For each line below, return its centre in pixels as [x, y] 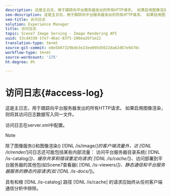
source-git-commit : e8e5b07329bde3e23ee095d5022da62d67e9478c [73, 48]
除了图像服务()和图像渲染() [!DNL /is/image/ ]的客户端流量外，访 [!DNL [78, 146]
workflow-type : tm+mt [28, 52]
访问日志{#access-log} [55, 93]
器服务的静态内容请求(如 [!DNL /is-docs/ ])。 [51, 171]
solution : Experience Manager [37, 24]
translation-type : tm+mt [32, 43]
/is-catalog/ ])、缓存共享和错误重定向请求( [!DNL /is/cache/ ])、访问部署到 [82, 158]
